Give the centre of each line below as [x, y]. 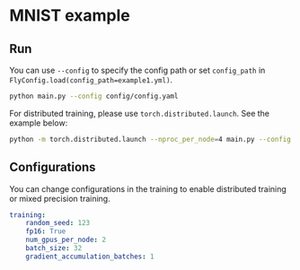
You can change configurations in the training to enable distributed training [148, 188]
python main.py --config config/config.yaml [94, 96]
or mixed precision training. [60, 198]
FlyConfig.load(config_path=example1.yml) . [91, 80]
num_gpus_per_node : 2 [66, 240]
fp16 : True [46, 231]
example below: [39, 123]
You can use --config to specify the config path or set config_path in [137, 70]
